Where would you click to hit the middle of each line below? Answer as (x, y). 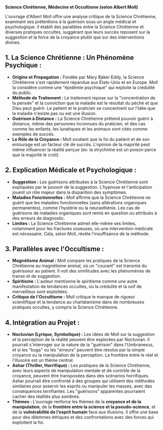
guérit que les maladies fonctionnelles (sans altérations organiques (79, 202)
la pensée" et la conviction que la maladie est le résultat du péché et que (85, 103)
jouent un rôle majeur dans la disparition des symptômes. (70, 192)
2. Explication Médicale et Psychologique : (71, 170)
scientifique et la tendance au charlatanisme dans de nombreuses (78, 302)
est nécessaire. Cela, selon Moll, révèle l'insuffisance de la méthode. (81, 234)
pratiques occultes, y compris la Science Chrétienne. (65, 307)
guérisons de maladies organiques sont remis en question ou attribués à (84, 213)
